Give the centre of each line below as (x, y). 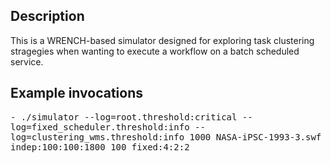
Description (47, 16)
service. (27, 61)
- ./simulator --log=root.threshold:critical (124, 117)
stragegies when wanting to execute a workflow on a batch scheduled (155, 51)
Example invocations (77, 93)
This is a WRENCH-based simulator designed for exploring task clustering (162, 40)
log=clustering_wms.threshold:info (97, 137)
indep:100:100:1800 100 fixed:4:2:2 (100, 147)
